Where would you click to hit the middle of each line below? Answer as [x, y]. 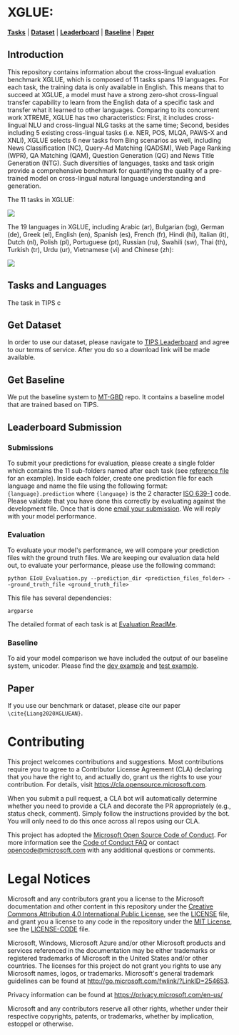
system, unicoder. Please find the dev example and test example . [103, 666]
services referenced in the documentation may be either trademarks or [112, 951]
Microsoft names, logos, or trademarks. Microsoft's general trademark [111, 974]
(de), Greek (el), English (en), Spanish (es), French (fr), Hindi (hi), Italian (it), [118, 234]
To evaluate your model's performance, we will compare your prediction [113, 550]
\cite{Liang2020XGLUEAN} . [45, 713]
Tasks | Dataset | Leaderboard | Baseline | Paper [81, 32]
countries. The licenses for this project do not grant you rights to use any [115, 966]
